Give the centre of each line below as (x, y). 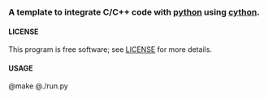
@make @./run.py (39, 86)
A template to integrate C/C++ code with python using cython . (134, 12)
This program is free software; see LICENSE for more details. (110, 49)
